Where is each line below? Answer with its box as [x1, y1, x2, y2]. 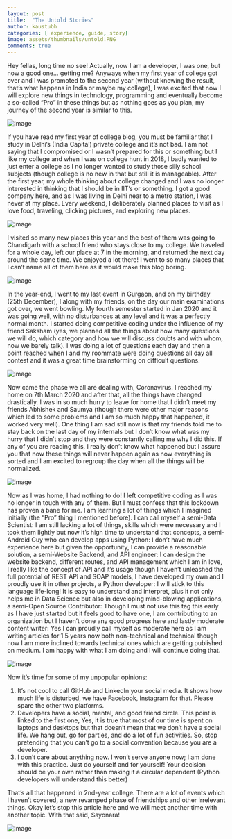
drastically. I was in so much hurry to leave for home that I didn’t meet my [7, 398, 217, 406]
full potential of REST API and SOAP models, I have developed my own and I [7, 572, 224, 581]
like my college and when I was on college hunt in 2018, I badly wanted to [7, 155, 217, 163]
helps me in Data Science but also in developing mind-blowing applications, [7, 595, 224, 603]
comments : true [7, 42, 51, 49]
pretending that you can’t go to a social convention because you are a [17, 738, 217, 747]
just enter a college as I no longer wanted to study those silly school [7, 163, 202, 170]
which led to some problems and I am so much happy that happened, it [7, 413, 210, 421]
